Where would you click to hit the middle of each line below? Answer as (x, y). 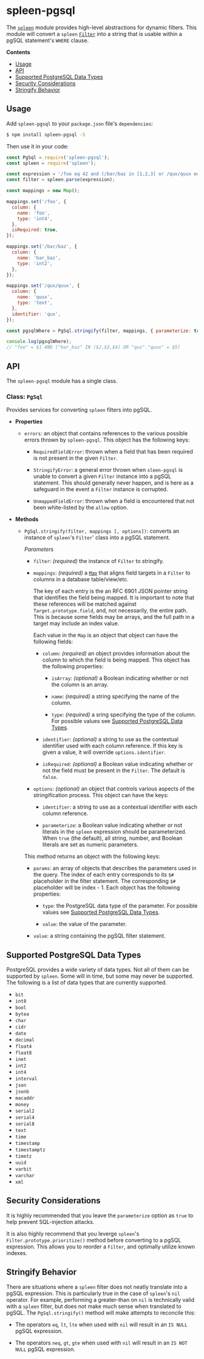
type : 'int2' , (35, 263)
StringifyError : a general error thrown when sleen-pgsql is (108, 470)
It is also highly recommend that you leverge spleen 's (73, 1233)
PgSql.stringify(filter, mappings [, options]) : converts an (102, 531)
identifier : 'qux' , (36, 314)
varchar (25, 1176)
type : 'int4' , (35, 219)
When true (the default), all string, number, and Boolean (112, 838)
